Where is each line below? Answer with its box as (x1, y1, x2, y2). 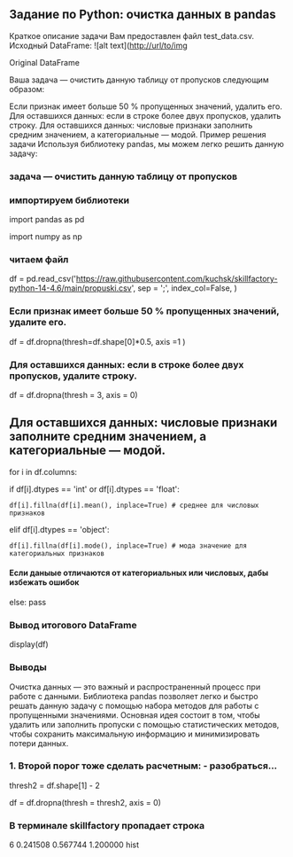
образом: (9, 83, 45, 94)
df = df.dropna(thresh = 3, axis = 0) (9, 389, 139, 400)
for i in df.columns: (9, 466, 78, 477)
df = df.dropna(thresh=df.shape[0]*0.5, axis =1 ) (9, 336, 186, 347)
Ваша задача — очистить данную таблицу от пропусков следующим (9, 74, 269, 85)
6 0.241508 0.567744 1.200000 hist (9, 839, 140, 850)
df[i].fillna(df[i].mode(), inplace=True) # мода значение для (9, 541, 248, 550)
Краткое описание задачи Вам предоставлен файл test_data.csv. (9, 30, 255, 41)
